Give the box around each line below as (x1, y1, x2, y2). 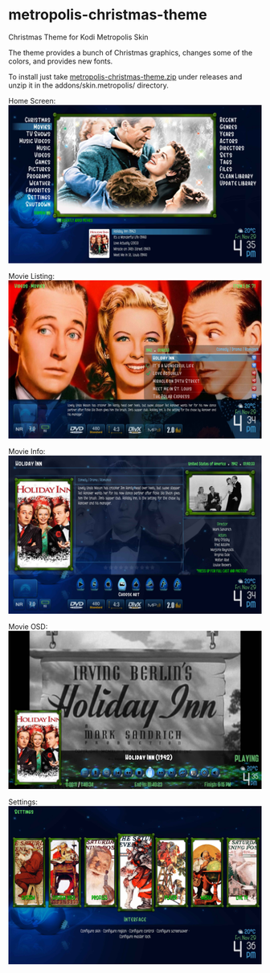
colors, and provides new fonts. (8, 56, 113, 66)
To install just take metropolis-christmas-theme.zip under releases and (8, 72, 243, 81)
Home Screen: (8, 96, 56, 105)
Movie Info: (8, 446, 46, 456)
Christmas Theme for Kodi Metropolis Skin (8, 32, 149, 42)
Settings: (8, 797, 38, 807)
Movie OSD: (8, 621, 48, 632)
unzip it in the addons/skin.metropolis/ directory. (8, 80, 169, 90)
